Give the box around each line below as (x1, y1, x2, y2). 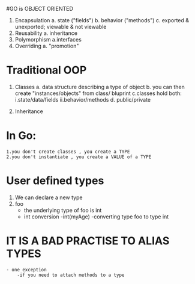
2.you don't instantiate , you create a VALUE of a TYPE (6, 153, 152, 160)
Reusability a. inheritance (14, 29, 78, 37)
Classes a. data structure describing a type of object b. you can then (14, 83, 185, 90)
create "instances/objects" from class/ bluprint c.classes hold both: (14, 90, 182, 97)
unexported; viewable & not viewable (14, 23, 107, 30)
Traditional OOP (6, 63, 87, 77)
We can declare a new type (14, 194, 83, 201)
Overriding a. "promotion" (14, 42, 79, 49)
